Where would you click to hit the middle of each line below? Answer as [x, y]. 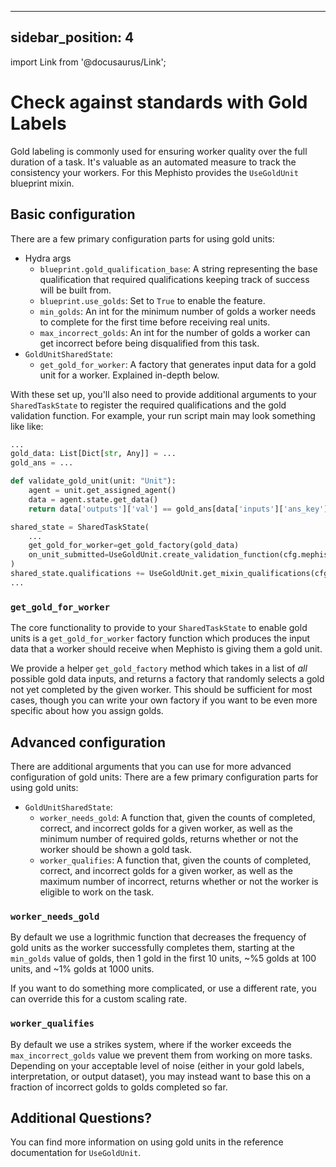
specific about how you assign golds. [87, 711]
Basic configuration [73, 214]
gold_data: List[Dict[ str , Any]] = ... [93, 454]
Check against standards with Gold [159, 102]
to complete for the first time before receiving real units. [155, 322]
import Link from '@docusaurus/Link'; [88, 62]
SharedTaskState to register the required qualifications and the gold [148, 405]
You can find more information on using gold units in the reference [147, 1142]
